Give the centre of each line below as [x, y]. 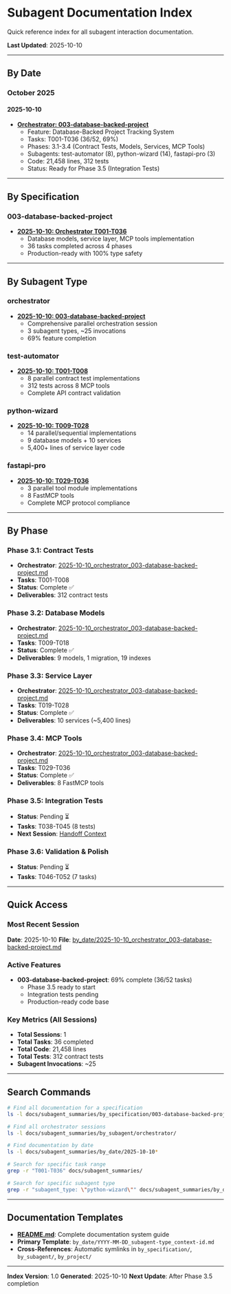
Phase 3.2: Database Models [56, 613]
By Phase [27, 531]
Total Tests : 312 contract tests [60, 1057]
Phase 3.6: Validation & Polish [58, 851]
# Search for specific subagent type [61, 1183]
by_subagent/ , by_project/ [54, 1256]
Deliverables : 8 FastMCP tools [60, 783]
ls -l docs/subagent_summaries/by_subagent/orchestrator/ [92, 1133]
